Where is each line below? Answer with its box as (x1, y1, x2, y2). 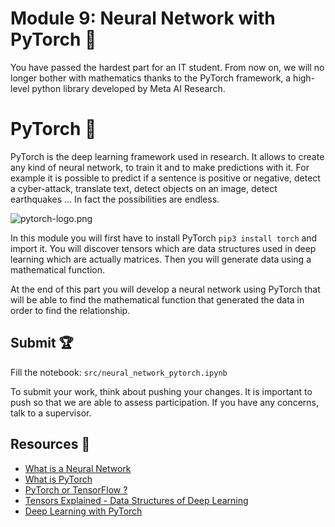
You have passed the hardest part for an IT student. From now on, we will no (10, 61, 325, 73)
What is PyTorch (24, 473, 93, 485)
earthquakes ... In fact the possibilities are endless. (10, 193, 220, 205)
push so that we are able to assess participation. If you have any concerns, (10, 396, 319, 408)
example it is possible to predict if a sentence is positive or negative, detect (10, 172, 321, 184)
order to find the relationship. (10, 304, 131, 316)
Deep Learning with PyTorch (24, 505, 143, 517)
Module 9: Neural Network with (10, 7, 276, 30)
